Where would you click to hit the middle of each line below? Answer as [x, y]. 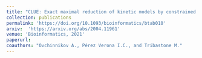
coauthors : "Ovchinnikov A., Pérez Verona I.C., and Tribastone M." [94, 46]
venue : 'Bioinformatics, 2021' [46, 34]
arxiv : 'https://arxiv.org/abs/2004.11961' [63, 29]
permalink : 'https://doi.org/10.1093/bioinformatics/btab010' [86, 23]
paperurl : [19, 40]
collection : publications [39, 18]
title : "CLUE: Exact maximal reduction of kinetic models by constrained [101, 12]
